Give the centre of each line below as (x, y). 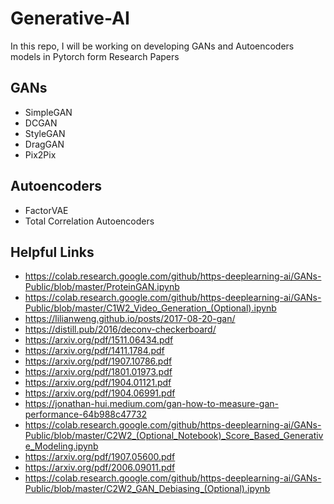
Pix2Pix (40, 154)
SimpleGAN (48, 112)
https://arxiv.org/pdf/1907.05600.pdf (100, 457)
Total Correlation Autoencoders (89, 221)
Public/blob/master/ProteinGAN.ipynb (102, 287)
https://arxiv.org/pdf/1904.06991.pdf (100, 393)
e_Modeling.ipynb (61, 446)
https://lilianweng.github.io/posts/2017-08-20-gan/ (130, 319)
